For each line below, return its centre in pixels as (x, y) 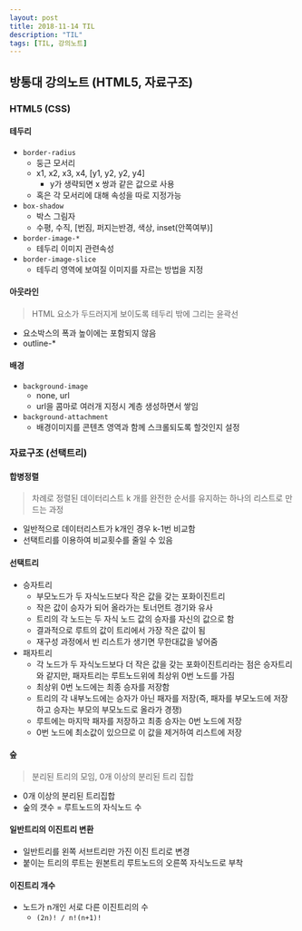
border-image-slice (59, 260)
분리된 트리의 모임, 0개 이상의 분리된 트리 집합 (112, 776)
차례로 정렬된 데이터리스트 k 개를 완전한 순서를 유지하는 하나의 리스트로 (157, 498)
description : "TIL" (46, 34)
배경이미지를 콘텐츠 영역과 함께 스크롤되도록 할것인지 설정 (138, 427)
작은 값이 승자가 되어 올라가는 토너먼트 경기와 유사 (124, 607)
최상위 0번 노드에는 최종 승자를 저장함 (103, 687)
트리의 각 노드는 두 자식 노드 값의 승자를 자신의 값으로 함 (135, 619)
